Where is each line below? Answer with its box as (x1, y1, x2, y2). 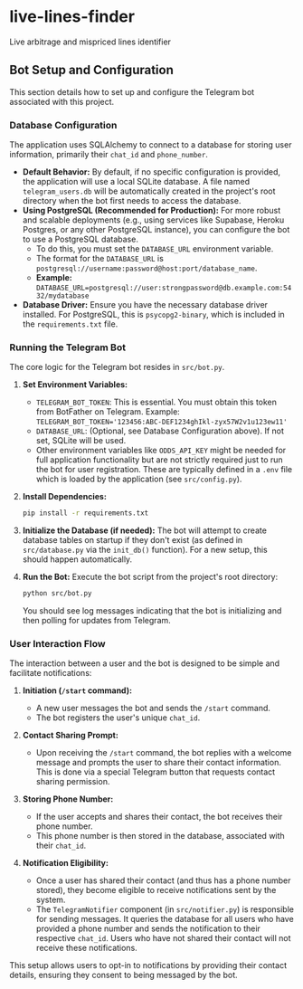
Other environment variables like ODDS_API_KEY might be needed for (35, 445, 287, 456)
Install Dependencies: (22, 491, 107, 502)
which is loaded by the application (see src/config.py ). (35, 473, 242, 485)
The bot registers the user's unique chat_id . (35, 712, 201, 723)
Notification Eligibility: (22, 858, 109, 869)
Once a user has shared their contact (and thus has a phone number (35, 875, 291, 886)
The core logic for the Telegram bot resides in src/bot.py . (9, 362, 225, 373)
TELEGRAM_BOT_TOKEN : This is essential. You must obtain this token (35, 396, 278, 408)
